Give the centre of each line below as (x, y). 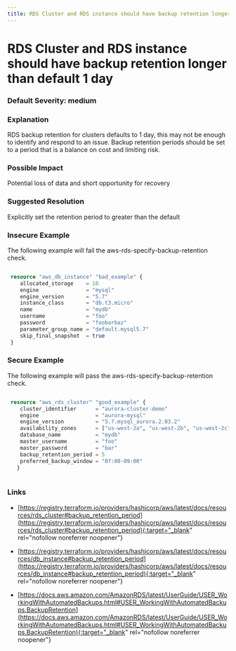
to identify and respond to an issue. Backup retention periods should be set (116, 142)
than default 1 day (60, 78)
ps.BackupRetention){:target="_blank (71, 632)
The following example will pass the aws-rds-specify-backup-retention (110, 375)
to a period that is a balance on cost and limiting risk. (84, 150)
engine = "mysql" (67, 290)
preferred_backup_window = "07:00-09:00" (81, 461)
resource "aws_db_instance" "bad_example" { (76, 277)
